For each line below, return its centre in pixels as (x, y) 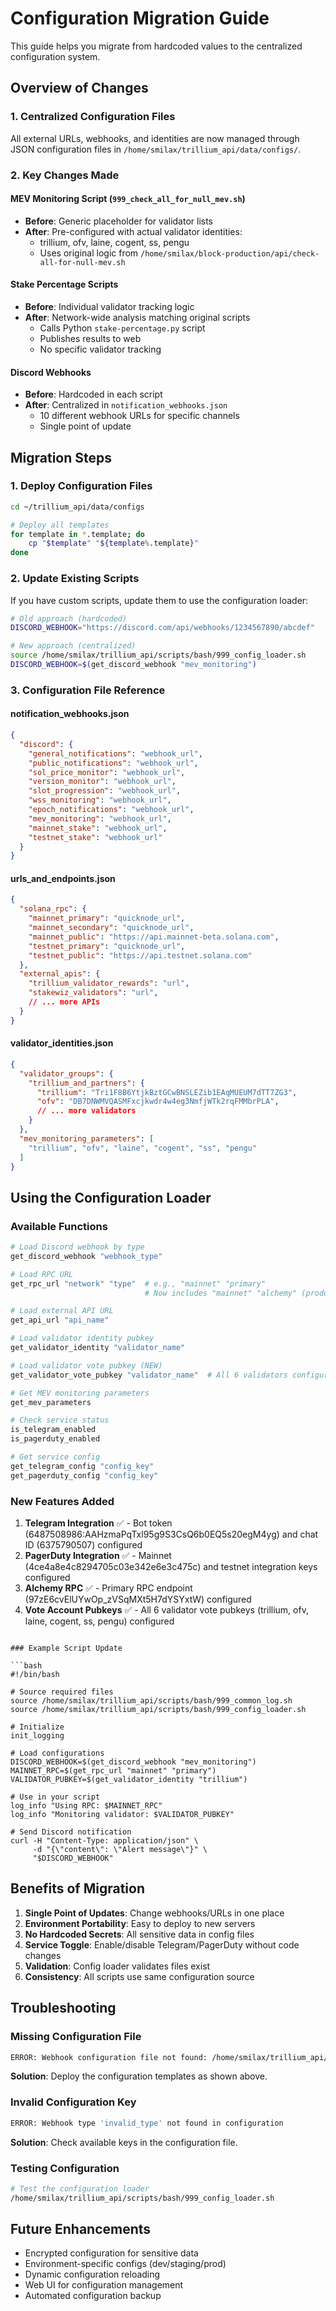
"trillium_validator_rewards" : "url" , (109, 983)
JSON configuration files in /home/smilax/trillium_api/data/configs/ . (156, 149)
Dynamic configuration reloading (92, 2274)
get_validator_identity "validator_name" (98, 1348)
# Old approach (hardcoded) (69, 618)
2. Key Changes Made (65, 175)
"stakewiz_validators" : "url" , (93, 993)
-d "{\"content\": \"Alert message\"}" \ (120, 1850)
